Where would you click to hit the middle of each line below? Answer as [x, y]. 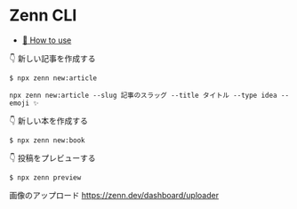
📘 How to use [47, 40]
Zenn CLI [43, 16]
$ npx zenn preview [45, 177]
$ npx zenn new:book [48, 140]
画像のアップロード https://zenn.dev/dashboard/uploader [114, 195]
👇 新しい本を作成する [49, 120]
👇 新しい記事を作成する [52, 58]
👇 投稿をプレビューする [52, 157]
